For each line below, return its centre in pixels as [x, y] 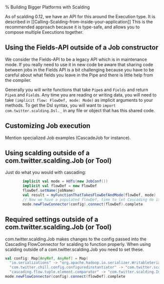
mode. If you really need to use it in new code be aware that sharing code [79, 64]
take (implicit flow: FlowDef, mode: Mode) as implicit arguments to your [79, 100]
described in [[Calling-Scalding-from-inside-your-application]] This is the [79, 22]
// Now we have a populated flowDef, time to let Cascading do [88, 200]
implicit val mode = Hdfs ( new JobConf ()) [65, 181]
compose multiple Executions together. [44, 32]
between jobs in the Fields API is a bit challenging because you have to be [80, 70]
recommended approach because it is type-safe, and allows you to [72, 27]
